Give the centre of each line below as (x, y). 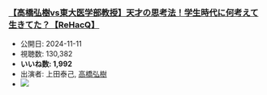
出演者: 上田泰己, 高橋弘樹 (63, 74)
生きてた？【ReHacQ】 (54, 24)
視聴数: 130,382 (46, 54)
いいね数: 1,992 (46, 64)
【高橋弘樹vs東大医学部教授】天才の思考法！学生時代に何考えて (133, 12)
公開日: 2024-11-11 (51, 44)
